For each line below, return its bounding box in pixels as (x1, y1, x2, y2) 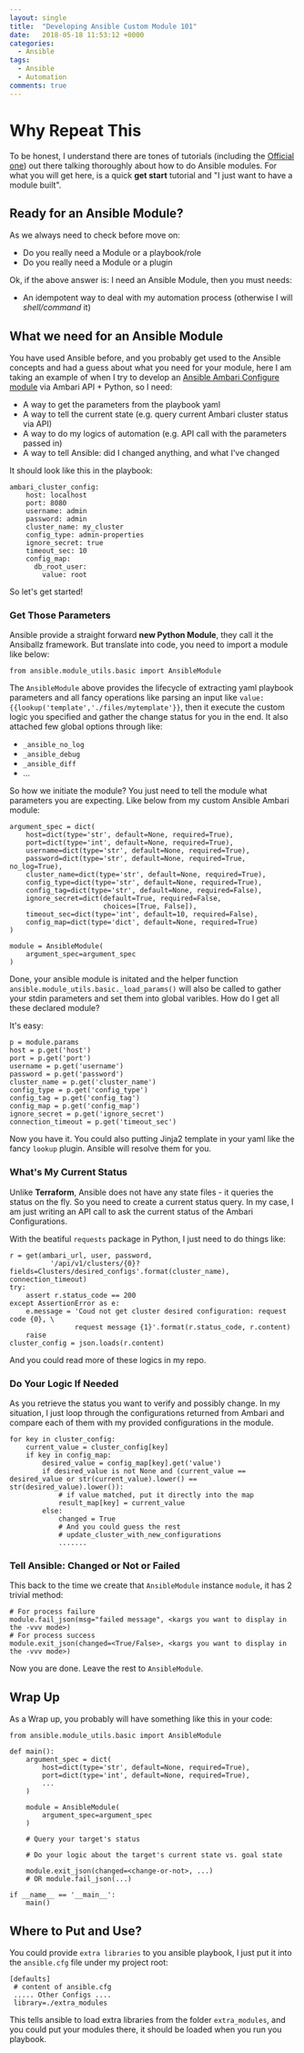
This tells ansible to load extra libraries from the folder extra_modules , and (9, 2015, 287, 2025)
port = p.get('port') (9, 1054, 92, 1063)
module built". (9, 179, 62, 190)
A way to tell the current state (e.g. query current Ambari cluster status (22, 409, 289, 420)
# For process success (9, 1631, 96, 1641)
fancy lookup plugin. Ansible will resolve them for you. (9, 1143, 212, 1154)
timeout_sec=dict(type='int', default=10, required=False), (25, 910, 258, 919)
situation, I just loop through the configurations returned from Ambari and (9, 1408, 285, 1419)
